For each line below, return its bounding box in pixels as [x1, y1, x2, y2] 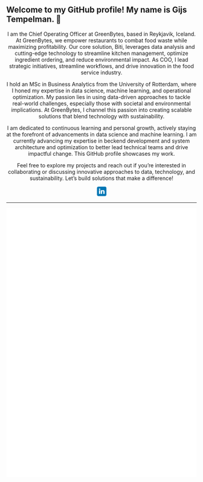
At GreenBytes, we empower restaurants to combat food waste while [16, 36, 187, 44]
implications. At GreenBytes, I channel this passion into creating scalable [11, 106, 192, 114]
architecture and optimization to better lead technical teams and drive [14, 143, 188, 150]
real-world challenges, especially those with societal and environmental [12, 100, 191, 107]
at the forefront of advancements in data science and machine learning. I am [6, 130, 197, 138]
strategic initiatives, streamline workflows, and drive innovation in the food [8, 62, 195, 69]
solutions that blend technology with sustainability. [38, 112, 165, 120]
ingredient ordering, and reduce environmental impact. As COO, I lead [14, 56, 188, 63]
